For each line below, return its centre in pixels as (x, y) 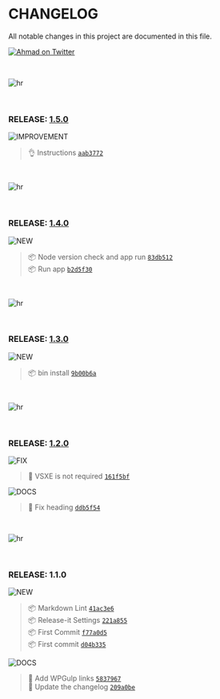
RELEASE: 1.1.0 (37, 575)
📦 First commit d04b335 (67, 644)
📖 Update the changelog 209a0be (82, 687)
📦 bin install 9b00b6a (62, 372)
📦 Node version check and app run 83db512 (100, 257)
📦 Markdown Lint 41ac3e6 (71, 608)
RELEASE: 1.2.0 (39, 443)
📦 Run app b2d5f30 (60, 269)
